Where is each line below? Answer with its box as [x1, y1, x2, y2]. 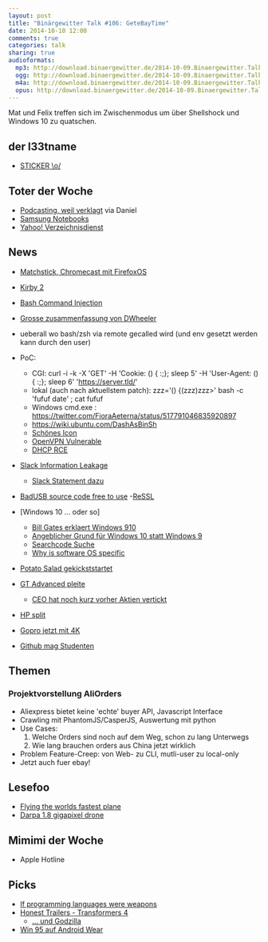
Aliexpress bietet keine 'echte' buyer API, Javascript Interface [19, 706, 223, 716]
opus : [15, 86, 34, 94]
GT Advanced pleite [19, 579, 85, 588]
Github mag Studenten [19, 641, 94, 651]
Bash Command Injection [19, 298, 103, 307]
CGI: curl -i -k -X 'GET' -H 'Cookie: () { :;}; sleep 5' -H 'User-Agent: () [31, 368, 259, 378]
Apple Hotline [19, 855, 65, 864]
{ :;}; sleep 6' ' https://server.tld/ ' [31, 377, 138, 387]
